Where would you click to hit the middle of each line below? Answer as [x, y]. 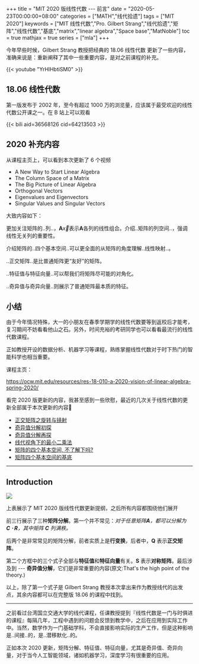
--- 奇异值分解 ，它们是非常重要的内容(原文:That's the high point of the [103, 568]
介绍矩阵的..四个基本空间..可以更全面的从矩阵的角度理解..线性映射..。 [90, 248]
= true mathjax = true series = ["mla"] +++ [58, 38]
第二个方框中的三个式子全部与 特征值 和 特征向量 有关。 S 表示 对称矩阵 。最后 [97, 561]
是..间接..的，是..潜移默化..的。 [44, 635]
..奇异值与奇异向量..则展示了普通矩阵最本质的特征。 [69, 286]
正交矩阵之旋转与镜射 [41, 420]
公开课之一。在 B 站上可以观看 [53, 112]
